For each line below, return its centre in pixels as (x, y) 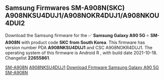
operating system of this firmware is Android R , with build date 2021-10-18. (81, 53)
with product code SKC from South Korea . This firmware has (83, 42)
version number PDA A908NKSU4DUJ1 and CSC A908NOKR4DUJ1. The (79, 47)
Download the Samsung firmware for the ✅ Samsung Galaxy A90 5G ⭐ (77, 35)
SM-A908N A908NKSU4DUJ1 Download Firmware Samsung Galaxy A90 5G (82, 67)
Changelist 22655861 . (28, 58)
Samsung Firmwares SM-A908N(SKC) (65, 8)
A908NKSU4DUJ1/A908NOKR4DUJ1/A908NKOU (82, 16)
